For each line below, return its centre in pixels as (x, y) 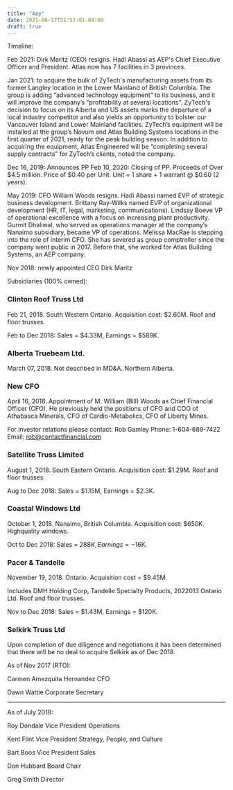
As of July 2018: (30, 712)
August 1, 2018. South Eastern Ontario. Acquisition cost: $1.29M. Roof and (113, 470)
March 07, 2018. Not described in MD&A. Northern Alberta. (91, 368)
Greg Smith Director (36, 780)
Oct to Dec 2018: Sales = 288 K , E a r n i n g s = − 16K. (77, 544)
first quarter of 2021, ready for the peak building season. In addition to (107, 139)
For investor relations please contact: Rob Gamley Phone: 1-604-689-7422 (114, 430)
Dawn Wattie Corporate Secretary (55, 692)
